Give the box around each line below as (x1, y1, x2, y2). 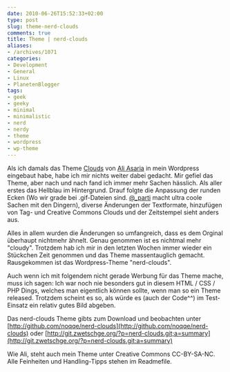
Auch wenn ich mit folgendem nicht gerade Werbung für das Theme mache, (7, 272, 224, 280)
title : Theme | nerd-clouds (7, 36, 88, 43)
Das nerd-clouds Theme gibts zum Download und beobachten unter (7, 315, 202, 322)
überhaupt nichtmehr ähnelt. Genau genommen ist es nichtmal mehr (7, 236, 202, 244)
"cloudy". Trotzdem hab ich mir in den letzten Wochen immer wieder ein (7, 243, 212, 252)
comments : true (7, 29, 51, 37)
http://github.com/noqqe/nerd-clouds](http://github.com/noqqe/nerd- (9, 322, 209, 330)
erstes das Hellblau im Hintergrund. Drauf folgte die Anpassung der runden (7, 186, 221, 194)
